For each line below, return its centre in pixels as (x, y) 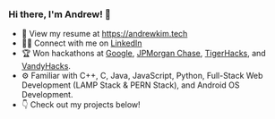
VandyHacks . (46, 66)
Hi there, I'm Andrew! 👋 (60, 14)
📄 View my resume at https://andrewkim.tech (104, 34)
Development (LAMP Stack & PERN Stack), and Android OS (130, 85)
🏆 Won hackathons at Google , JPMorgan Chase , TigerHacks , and (143, 54)
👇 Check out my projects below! (81, 105)
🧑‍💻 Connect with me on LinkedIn (82, 43)
